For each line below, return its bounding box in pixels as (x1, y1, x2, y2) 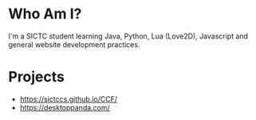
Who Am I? (8, 5, 82, 23)
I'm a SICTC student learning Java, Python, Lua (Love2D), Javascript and (8, 31, 249, 41)
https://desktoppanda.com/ (19, 102, 110, 112)
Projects (8, 68, 65, 86)
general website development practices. (8, 39, 140, 49)
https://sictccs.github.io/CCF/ (19, 94, 118, 104)
